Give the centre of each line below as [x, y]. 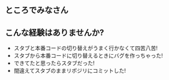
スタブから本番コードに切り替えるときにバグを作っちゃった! [88, 56]
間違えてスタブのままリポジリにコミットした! [70, 71]
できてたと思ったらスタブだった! [54, 63]
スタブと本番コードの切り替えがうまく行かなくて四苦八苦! [86, 48]
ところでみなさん [37, 10]
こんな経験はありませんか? [55, 32]
